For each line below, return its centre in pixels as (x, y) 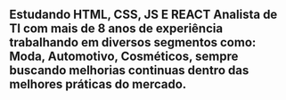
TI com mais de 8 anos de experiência (116, 29)
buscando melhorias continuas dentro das (129, 71)
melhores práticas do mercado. (98, 84)
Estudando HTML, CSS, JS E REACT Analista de (143, 15)
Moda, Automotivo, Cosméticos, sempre (124, 57)
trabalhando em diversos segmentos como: (133, 42)
